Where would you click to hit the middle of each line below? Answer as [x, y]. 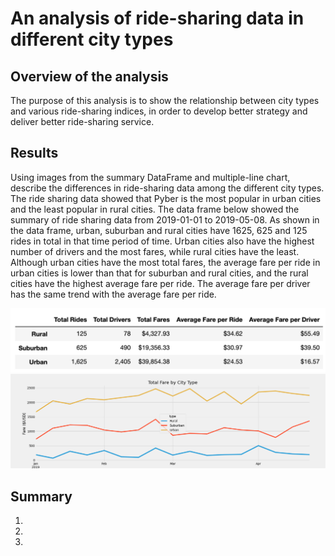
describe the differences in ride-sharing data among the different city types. [167, 188]
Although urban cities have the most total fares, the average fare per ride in [165, 262]
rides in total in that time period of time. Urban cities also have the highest [162, 241]
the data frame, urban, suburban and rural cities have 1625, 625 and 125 [159, 230]
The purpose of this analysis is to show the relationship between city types [165, 100]
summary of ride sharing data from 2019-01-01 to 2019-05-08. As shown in [165, 219]
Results [34, 153]
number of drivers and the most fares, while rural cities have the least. [155, 251]
